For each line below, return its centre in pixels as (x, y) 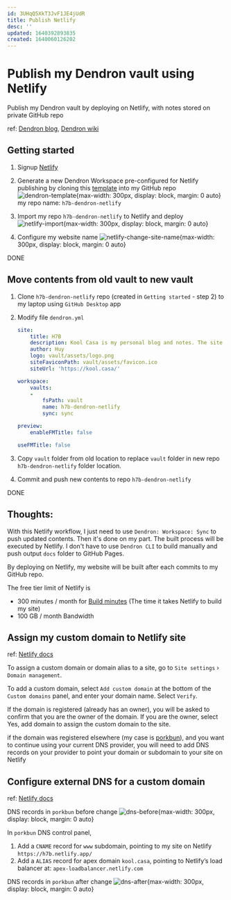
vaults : (41, 387)
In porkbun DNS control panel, (50, 833)
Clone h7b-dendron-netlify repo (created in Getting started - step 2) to (120, 297)
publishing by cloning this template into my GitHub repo (97, 187)
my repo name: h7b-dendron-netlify (69, 203)
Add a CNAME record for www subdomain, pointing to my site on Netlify (114, 846)
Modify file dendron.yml (51, 317)
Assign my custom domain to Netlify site (96, 637)
